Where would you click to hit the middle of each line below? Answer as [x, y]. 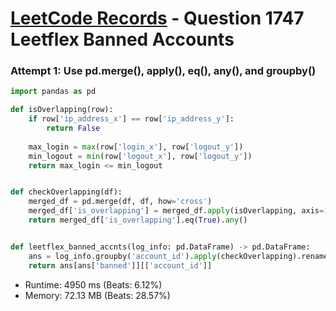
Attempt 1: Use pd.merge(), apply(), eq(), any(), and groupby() [163, 71]
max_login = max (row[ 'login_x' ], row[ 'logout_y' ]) [136, 147]
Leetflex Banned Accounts [122, 39]
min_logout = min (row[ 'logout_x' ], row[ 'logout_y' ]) [140, 156]
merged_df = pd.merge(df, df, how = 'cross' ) [120, 202]
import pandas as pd [53, 92]
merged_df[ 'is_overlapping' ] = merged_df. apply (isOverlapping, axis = [176, 211]
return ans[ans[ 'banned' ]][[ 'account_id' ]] [120, 265]
